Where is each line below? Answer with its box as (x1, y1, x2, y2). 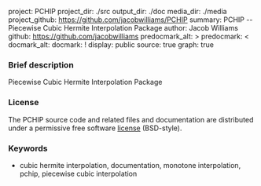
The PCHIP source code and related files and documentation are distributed (8, 115, 254, 124)
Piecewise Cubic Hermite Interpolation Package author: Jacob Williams (8, 24, 238, 32)
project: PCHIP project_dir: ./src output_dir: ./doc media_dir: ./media (8, 7, 227, 16)
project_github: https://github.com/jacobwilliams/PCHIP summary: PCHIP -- (8, 15, 253, 24)
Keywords (8, 143, 48, 154)
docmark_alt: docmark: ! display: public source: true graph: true (8, 40, 215, 49)
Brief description (8, 59, 75, 70)
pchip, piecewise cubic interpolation (19, 169, 138, 178)
